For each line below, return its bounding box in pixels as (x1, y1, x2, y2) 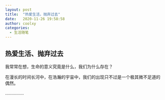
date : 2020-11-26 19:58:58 (5, 16, 65, 21)
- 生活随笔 (9, 30, 29, 35)
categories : (5, 26, 30, 31)
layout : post (5, 7, 32, 12)
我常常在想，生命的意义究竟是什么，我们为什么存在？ (5, 64, 113, 69)
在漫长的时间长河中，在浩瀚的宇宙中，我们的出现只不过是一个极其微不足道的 (5, 74, 161, 80)
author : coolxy (5, 21, 36, 26)
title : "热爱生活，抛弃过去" (5, 12, 61, 17)
